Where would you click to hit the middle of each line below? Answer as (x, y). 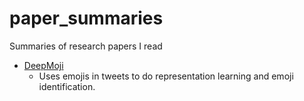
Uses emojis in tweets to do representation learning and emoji (166, 76)
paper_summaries (86, 18)
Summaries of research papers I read (86, 46)
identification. (67, 86)
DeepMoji (43, 65)
